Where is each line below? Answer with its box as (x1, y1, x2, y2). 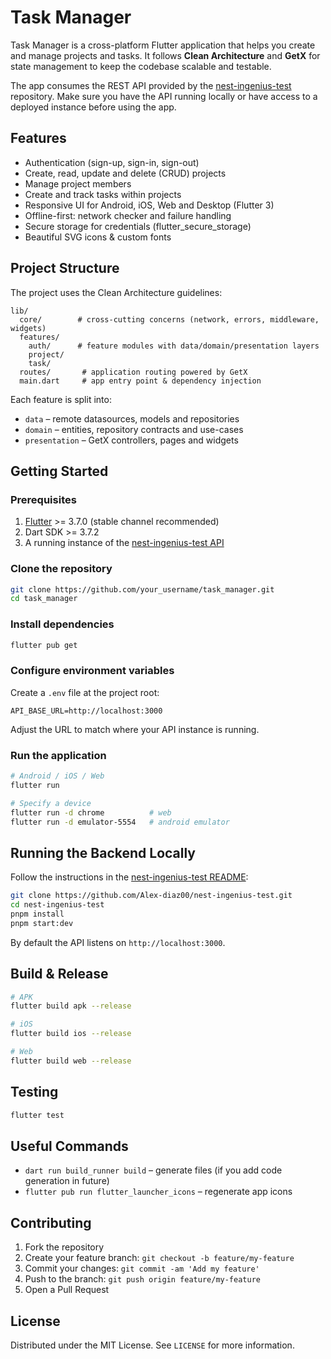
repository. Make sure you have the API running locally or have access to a (10, 90, 318, 102)
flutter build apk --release (10, 1001, 132, 1011)
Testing (10, 1084, 59, 1101)
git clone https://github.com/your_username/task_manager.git (10, 584, 275, 595)
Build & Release (10, 966, 109, 983)
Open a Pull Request (24, 1284, 110, 1296)
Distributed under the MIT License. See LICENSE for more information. (10, 1339, 295, 1351)
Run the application (10, 748, 107, 762)
